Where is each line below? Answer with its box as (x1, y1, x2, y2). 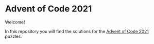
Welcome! (5, 19, 25, 25)
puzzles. (5, 33, 22, 39)
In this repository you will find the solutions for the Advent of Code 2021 (5, 28, 149, 34)
